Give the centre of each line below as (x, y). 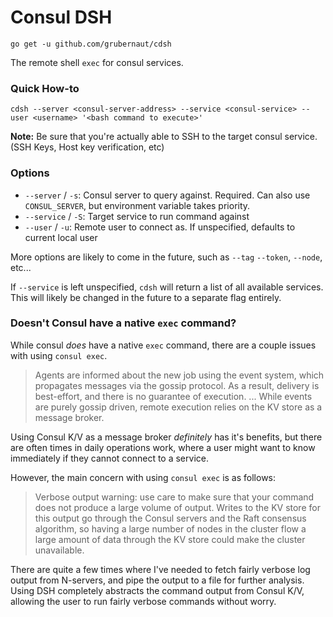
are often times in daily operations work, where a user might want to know (163, 447)
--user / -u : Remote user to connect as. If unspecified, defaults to (160, 227)
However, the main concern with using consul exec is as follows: (143, 477)
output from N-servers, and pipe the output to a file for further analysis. (157, 580)
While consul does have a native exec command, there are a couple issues (163, 345)
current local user (61, 237)
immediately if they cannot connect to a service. (109, 458)
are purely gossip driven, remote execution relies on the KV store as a (178, 407)
